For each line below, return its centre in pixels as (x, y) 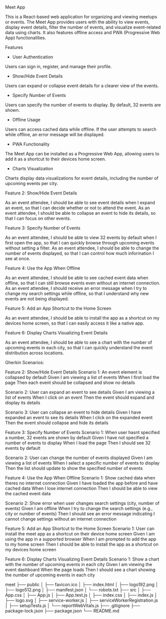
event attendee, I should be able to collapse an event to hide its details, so (80, 213)
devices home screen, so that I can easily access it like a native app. (75, 323)
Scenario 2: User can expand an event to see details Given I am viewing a (80, 392)
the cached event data (28, 494)
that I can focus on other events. (38, 218)
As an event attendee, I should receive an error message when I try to (76, 288)
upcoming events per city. (32, 183)
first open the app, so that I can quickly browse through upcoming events (80, 243)
